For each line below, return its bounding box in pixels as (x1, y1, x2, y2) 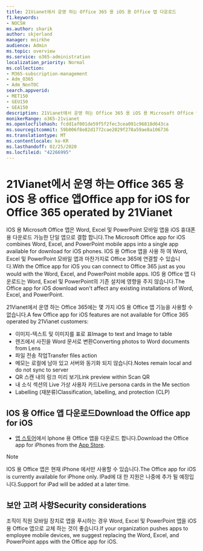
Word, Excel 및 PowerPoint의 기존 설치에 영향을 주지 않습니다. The (27, 278, 185, 285)
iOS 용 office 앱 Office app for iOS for (6, 192, 190, 206)
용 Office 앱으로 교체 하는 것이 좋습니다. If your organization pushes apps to (6, 525, 188, 532)
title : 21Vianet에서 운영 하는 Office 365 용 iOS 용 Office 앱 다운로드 (6, 8, 177, 15)
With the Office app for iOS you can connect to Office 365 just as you (12, 263, 185, 270)
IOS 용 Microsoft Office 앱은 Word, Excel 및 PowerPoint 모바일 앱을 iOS (6, 226, 180, 233)
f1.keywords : (6, 14, 39, 21)
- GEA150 (6, 104, 28, 111)
